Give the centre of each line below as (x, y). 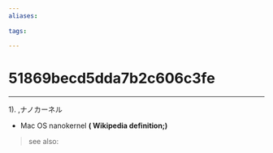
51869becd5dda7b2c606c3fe (112, 79)
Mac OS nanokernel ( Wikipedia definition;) (94, 125)
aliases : (23, 16)
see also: (43, 142)
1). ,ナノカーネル (36, 109)
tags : (17, 31)
